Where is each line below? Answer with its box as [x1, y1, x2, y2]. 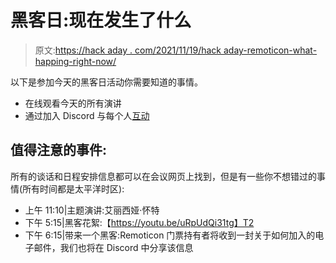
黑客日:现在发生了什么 [10, 9, 192, 32]
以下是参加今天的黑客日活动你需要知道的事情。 [10, 76, 203, 88]
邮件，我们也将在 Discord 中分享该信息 [33, 241, 194, 253]
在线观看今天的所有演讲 [24, 97, 122, 109]
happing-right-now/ [34, 55, 117, 67]
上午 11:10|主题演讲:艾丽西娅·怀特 [24, 204, 160, 216]
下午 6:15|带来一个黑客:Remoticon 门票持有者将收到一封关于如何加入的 [24, 229, 316, 241]
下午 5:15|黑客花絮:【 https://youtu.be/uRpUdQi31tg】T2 [24, 216, 255, 228]
